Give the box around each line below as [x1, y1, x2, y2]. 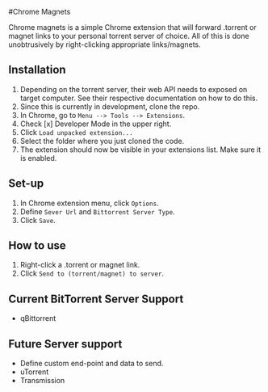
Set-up [8, 177, 44, 191]
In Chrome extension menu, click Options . [19, 198, 159, 208]
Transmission [19, 376, 65, 386]
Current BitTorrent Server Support [8, 292, 184, 306]
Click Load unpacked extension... [19, 127, 133, 137]
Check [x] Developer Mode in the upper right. [19, 119, 172, 129]
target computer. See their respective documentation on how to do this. [19, 93, 258, 103]
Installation [8, 63, 66, 77]
